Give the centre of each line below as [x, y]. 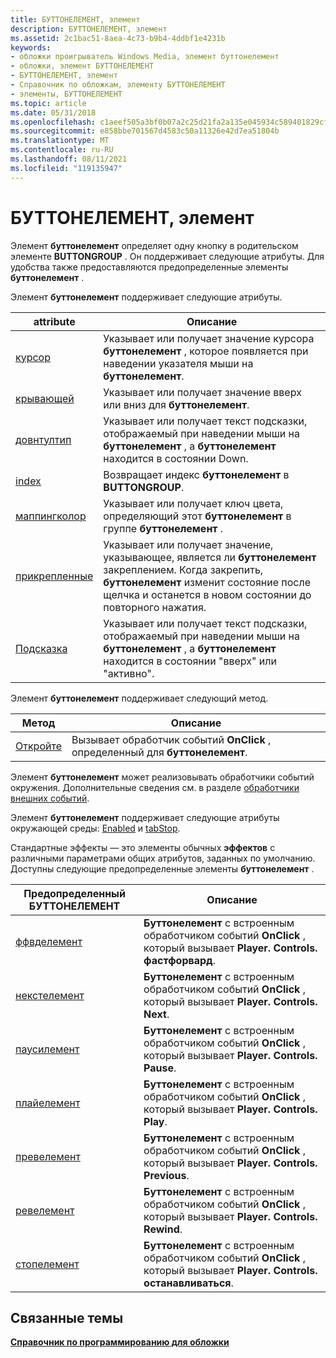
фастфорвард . [179, 960]
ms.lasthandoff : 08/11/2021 [69, 159]
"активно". [129, 673]
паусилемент [47, 1049]
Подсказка [41, 648]
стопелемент [47, 1264]
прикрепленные [54, 576]
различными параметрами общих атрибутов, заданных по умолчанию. [163, 858]
